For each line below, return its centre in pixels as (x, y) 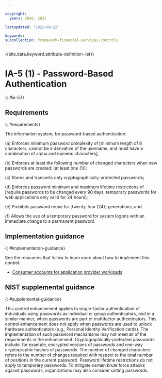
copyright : (16, 14)
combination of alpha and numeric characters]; (52, 153)
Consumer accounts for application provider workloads (67, 272)
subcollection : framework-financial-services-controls (62, 40)
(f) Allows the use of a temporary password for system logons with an (75, 216)
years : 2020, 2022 (28, 18)
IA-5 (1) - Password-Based (59, 74)
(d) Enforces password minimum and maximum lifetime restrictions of (74, 187)
